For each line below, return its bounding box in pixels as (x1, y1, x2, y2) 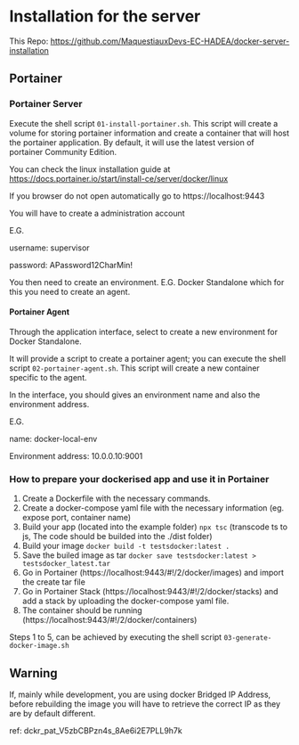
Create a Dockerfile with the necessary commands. (21, 493, 211, 504)
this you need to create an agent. (9, 286, 131, 297)
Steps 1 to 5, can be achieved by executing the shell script (9, 632, 222, 643)
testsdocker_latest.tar (21, 560, 111, 569)
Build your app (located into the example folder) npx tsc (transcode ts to (21, 521, 287, 532)
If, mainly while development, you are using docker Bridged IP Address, (9, 689, 271, 700)
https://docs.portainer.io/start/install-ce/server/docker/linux (9, 173, 229, 184)
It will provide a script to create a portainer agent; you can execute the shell (9, 353, 287, 364)
